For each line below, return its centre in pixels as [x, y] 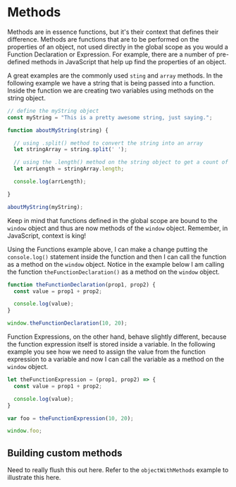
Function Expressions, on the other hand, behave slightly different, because [117, 337]
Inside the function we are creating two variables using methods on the [111, 90]
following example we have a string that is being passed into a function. [111, 83]
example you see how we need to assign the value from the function [106, 352]
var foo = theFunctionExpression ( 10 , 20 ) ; [70, 418]
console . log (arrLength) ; [50, 182]
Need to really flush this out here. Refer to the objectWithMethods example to [118, 470]
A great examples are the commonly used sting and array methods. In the [115, 76]
